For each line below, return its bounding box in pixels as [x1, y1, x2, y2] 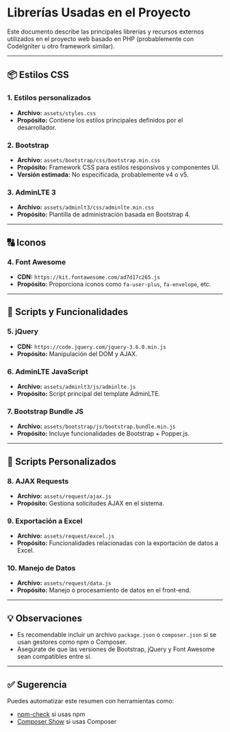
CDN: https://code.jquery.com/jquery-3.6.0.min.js [16, 342, 166, 351]
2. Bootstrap [7, 140, 49, 150]
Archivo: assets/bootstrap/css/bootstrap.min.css [16, 155, 161, 164]
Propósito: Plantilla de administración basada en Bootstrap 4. [16, 210, 190, 218]
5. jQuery [7, 327, 39, 336]
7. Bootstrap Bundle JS [7, 406, 84, 416]
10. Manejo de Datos [7, 564, 76, 573]
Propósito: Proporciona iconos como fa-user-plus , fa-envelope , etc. [16, 279, 212, 288]
